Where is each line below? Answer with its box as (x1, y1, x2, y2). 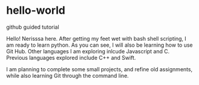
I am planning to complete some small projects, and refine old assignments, (6, 65, 193, 72)
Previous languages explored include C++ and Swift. (6, 54, 136, 61)
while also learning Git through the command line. (6, 72, 129, 79)
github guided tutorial (6, 23, 59, 31)
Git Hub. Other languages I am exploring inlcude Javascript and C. (6, 47, 170, 54)
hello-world (6, 4, 66, 17)
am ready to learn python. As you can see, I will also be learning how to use (6, 41, 193, 48)
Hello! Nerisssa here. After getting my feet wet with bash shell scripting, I (6, 35, 187, 42)
